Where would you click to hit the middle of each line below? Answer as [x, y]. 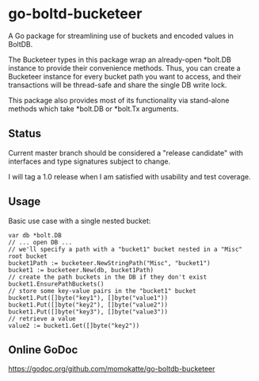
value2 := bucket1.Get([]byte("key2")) [74, 325]
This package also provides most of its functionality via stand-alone [119, 100]
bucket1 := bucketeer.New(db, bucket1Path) [81, 270]
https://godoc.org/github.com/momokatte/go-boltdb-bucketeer [112, 369]
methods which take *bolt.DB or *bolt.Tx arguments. [93, 109]
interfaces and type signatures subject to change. [90, 161]
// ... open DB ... [40, 242]
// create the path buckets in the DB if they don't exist [108, 277]
